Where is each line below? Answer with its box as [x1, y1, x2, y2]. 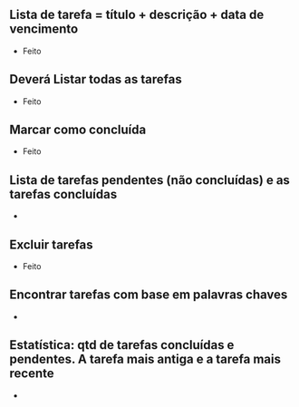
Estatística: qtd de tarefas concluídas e [9, 337, 235, 353]
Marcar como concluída [9, 122, 147, 138]
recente [9, 366, 54, 382]
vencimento [9, 22, 79, 37]
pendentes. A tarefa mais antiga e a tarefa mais [9, 352, 282, 367]
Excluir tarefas [9, 237, 93, 252]
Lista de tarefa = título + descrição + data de [9, 7, 265, 23]
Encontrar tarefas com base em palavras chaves [9, 287, 288, 303]
